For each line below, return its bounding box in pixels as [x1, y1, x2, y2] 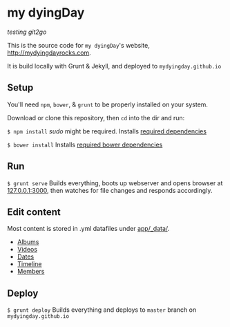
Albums [17, 238, 39, 246]
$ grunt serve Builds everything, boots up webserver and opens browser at [7, 178, 223, 187]
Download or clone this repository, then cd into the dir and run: [7, 113, 185, 122]
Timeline [17, 260, 42, 268]
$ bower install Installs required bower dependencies [7, 140, 163, 149]
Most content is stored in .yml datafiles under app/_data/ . [7, 225, 170, 233]
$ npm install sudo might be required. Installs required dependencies [7, 127, 207, 136]
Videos [17, 245, 38, 254]
